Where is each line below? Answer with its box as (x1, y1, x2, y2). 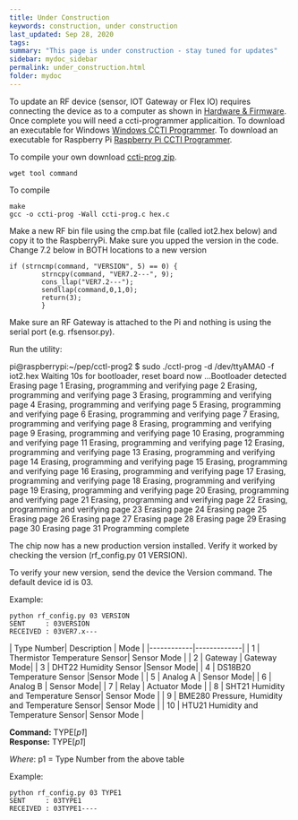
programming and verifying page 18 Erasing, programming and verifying (9, 475, 276, 486)
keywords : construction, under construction (9, 22, 178, 30)
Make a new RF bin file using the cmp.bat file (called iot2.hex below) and (9, 225, 277, 236)
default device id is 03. (9, 576, 94, 587)
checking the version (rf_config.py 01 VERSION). (9, 549, 188, 560)
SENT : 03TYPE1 (9, 796, 82, 805)
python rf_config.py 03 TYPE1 (9, 788, 123, 798)
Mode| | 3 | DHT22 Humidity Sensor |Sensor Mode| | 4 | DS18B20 (9, 661, 251, 672)
